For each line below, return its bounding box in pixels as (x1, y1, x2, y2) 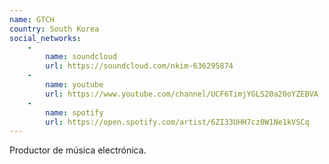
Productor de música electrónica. (9, 144, 147, 156)
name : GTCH (9, 14, 55, 25)
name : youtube (45, 80, 104, 90)
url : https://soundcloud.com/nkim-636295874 (45, 61, 234, 71)
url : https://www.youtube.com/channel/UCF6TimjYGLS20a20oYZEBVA (45, 89, 319, 99)
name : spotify (45, 107, 104, 118)
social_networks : (9, 33, 82, 43)
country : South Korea (9, 24, 100, 34)
